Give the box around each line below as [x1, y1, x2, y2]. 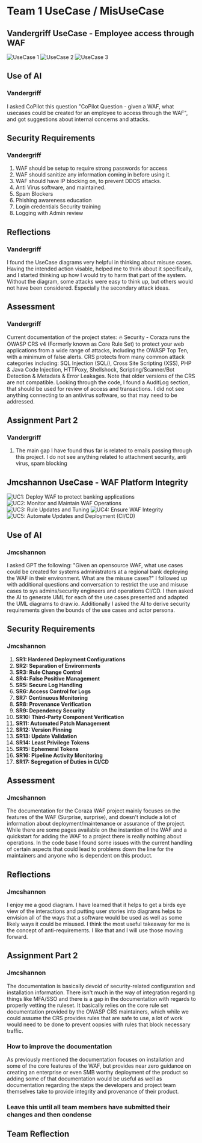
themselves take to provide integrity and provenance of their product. [7, 1088, 179, 1095]
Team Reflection [7, 1129, 70, 1139]
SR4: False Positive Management [15, 674, 100, 682]
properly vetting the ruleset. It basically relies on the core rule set [7, 1001, 168, 1009]
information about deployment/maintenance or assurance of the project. [7, 820, 186, 827]
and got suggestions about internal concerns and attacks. [7, 116, 150, 123]
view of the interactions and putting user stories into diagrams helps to [7, 908, 182, 915]
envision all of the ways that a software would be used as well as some [7, 914, 183, 921]
